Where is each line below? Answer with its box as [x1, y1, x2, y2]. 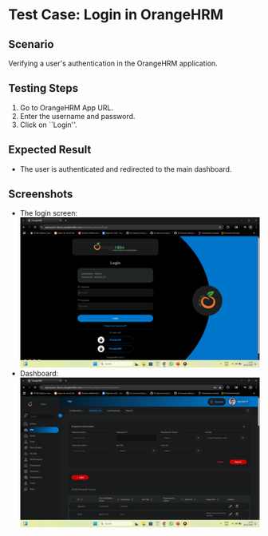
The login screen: [19, 208, 78, 218]
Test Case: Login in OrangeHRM [8, 6, 224, 24]
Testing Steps [8, 81, 79, 95]
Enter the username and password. [19, 111, 136, 121]
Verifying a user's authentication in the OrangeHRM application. [8, 58, 218, 68]
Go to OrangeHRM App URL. [19, 102, 114, 113]
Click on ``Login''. [19, 120, 77, 129]
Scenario [8, 38, 54, 51]
